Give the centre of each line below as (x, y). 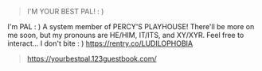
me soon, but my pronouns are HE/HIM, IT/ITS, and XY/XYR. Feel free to (126, 35)
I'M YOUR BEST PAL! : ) (65, 11)
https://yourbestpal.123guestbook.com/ (92, 59)
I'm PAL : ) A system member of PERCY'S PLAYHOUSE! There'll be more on (131, 26)
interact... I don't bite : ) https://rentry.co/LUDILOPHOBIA (100, 43)
